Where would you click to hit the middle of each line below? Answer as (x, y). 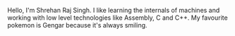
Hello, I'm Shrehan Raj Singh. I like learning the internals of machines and (114, 10)
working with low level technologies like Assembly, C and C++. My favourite (117, 18)
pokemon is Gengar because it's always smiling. (77, 25)
